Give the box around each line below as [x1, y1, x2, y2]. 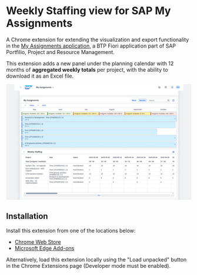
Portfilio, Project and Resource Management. [6, 48, 115, 55]
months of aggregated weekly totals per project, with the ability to [6, 66, 169, 73]
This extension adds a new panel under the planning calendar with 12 [6, 60, 174, 67]
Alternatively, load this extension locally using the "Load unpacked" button [6, 256, 187, 263]
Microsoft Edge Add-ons [14, 244, 75, 251]
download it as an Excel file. [6, 72, 74, 79]
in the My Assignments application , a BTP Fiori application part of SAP [6, 42, 176, 49]
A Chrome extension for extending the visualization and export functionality [6, 36, 189, 43]
